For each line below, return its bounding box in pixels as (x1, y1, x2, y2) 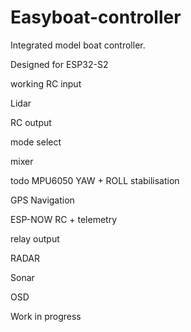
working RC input (10, 77, 82, 90)
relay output (10, 232, 60, 245)
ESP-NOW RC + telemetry (10, 213, 118, 225)
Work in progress (10, 310, 82, 322)
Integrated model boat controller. (10, 39, 146, 51)
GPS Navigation (10, 194, 75, 206)
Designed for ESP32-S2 (10, 58, 109, 70)
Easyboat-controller (10, 6, 182, 29)
